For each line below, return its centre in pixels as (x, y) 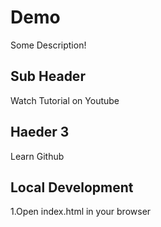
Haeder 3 (40, 132)
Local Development (72, 187)
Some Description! (48, 45)
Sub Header (48, 76)
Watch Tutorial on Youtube (65, 100)
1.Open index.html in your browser (81, 212)
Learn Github (37, 156)
